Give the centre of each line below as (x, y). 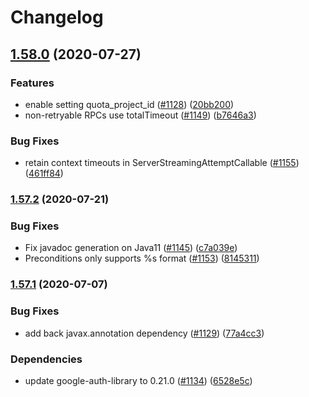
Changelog (57, 17)
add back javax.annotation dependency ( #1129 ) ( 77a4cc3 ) (144, 333)
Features (32, 83)
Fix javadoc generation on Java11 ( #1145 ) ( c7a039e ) (131, 248)
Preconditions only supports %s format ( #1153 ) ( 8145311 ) (142, 258)
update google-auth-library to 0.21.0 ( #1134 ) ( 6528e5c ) (138, 380)
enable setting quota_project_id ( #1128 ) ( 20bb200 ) (129, 104)
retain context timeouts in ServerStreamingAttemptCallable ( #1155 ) (162, 163)
